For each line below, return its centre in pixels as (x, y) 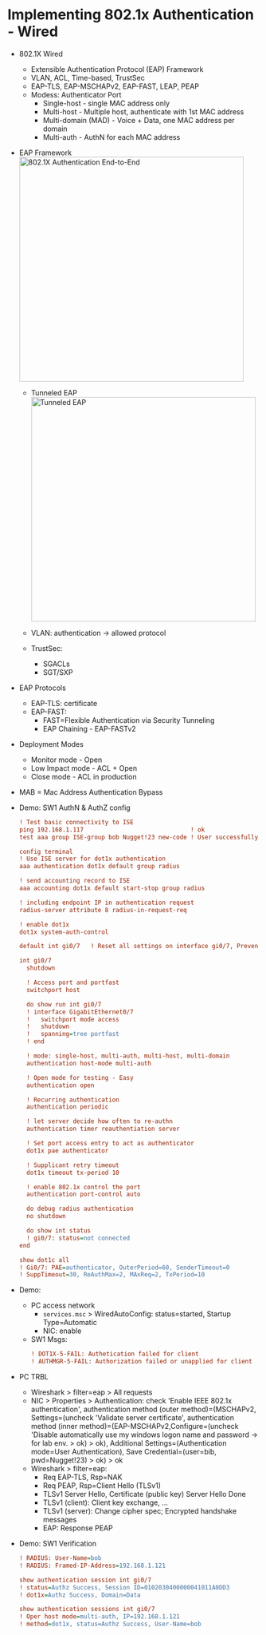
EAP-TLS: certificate (64, 703)
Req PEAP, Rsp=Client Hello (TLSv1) (102, 1486)
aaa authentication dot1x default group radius (99, 867)
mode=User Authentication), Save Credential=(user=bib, (123, 1452)
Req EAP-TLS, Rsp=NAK (82, 1477)
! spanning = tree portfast (73, 1034)
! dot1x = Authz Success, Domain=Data (80, 1595)
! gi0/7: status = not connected (78, 1238)
